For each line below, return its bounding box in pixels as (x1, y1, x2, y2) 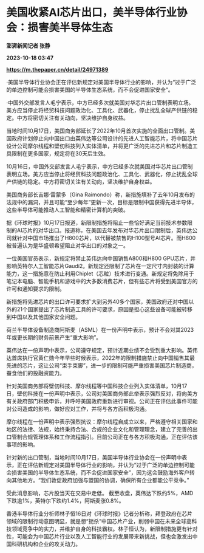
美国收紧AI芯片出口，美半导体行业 (6, 5, 177, 19)
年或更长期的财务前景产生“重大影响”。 (6, 334, 102, 341)
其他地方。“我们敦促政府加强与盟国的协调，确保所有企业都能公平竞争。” (11, 476, 189, 484)
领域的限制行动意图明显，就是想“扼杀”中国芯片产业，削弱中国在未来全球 (6, 517, 187, 524)
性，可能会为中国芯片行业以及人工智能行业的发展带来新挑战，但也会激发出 (6, 532, 192, 540)
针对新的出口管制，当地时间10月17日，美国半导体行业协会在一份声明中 (6, 453, 182, 461)
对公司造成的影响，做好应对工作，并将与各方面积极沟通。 (6, 405, 150, 412)
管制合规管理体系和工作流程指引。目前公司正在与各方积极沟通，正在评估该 (11, 433, 198, 441)
